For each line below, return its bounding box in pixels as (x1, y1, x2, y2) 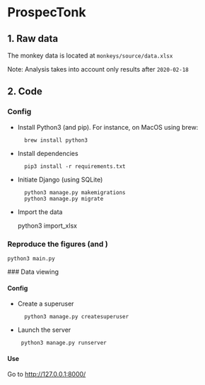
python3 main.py (7, 255, 55, 262)
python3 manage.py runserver (20, 340, 107, 347)
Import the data (17, 207, 63, 216)
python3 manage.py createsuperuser (24, 313, 129, 320)
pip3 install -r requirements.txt (24, 162, 126, 170)
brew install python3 (24, 136, 88, 144)
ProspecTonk (7, 4, 86, 21)
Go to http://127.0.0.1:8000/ (7, 370, 86, 379)
